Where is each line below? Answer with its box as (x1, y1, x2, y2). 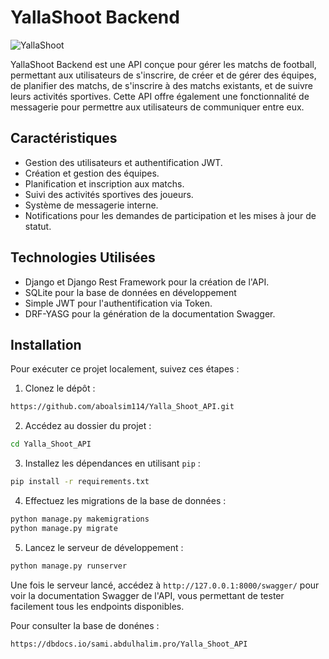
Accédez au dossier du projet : (24, 420, 152, 432)
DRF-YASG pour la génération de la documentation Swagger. (24, 307, 276, 320)
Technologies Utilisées (10, 249, 156, 266)
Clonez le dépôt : (24, 382, 96, 395)
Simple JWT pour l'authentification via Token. (24, 297, 213, 309)
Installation (10, 336, 82, 353)
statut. (24, 220, 52, 232)
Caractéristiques (10, 130, 118, 147)
